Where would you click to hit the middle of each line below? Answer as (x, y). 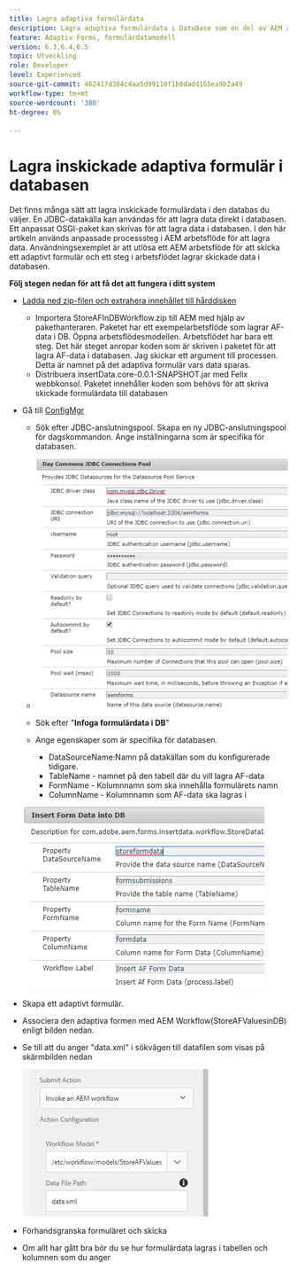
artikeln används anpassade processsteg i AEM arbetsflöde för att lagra (140, 238)
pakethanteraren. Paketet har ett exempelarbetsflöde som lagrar (152, 327)
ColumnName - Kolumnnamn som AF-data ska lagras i (148, 795)
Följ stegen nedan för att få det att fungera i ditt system (112, 284)
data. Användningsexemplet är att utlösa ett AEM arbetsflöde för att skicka (145, 247)
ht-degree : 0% (35, 112)
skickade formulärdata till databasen (101, 394)
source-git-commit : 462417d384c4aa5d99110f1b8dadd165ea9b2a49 (126, 84)
